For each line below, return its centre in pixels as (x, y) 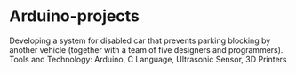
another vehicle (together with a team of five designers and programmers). (146, 49)
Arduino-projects (75, 16)
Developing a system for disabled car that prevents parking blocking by (140, 40)
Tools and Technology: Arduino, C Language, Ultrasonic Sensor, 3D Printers (148, 59)
